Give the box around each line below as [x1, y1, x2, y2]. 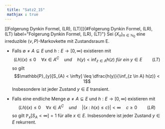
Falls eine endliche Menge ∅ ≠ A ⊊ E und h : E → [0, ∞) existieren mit [11, 96, 156, 102]
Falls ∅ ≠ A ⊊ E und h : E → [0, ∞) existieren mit [11, 48, 112, 54]
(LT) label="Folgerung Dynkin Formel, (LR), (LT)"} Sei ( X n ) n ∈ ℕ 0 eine [4, 31, 146, 39]
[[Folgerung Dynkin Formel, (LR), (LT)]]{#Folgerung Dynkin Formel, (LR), [4, 25, 153, 31]
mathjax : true [6, 12, 38, 17]
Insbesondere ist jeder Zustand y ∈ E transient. [11, 86, 110, 92]
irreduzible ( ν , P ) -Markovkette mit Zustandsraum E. [4, 38, 110, 44]
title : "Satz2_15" [6, 7, 45, 12]
